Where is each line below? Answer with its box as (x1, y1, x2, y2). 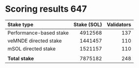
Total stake (7, 55, 34, 62)
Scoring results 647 (5, 3, 87, 15)
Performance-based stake (7, 29, 69, 36)
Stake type (7, 21, 33, 28)
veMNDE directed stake (7, 37, 62, 44)
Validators (107, 21, 131, 28)
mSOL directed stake (7, 45, 56, 52)
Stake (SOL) (73, 21, 102, 28)
